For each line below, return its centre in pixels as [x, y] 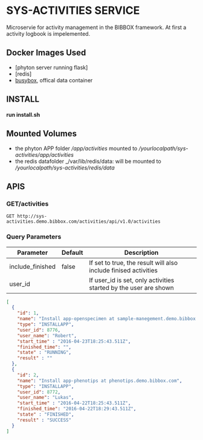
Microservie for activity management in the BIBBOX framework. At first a [96, 27]
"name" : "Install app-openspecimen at [66, 319]
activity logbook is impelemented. [48, 33]
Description [141, 252]
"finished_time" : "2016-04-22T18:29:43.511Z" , [77, 409]
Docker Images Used [46, 53]
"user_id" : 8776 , [39, 330]
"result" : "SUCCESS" [44, 420]
